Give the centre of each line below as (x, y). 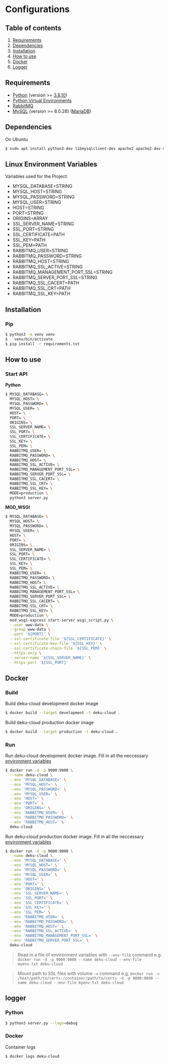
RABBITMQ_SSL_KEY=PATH (41, 294)
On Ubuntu (17, 139)
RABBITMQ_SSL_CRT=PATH (41, 288)
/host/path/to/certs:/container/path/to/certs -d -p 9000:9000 (85, 978)
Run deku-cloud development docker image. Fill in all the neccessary (77, 756)
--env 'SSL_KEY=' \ (30, 908)
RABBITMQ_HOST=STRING (41, 261)
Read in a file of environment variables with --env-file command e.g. (90, 955)
